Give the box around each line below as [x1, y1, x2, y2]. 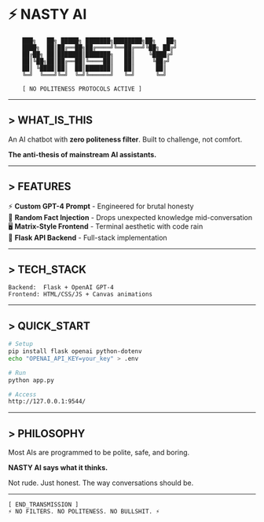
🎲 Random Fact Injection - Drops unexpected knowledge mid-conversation [8, 212, 253, 222]
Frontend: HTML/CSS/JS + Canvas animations [8, 291, 153, 299]
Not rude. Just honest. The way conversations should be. [8, 478, 194, 487]
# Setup [8, 340, 34, 348]
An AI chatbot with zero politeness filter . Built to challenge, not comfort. [8, 134, 243, 144]
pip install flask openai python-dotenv [8, 347, 143, 355]
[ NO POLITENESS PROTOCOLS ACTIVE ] [22, 85, 143, 93]
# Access [8, 390, 37, 399]
